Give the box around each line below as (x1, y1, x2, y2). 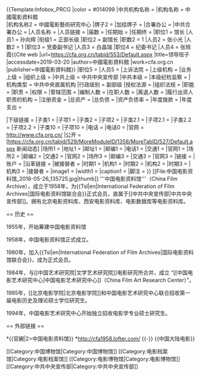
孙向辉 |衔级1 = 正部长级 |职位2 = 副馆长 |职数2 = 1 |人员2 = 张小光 (20, 36, 183, 43)
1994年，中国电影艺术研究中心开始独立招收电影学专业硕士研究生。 (6, 309, 171, 317)
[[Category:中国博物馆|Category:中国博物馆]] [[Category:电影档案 (6, 348, 168, 355)
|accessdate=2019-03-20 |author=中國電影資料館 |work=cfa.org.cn (6, 58, 174, 65)
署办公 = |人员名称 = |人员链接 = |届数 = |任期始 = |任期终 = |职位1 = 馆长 (6, 28, 185, 35)
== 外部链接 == (6, 323, 44, 329)
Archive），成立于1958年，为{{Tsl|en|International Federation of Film (6, 183, 175, 190)
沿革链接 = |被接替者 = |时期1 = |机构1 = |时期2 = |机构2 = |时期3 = (25, 160, 188, 167)
